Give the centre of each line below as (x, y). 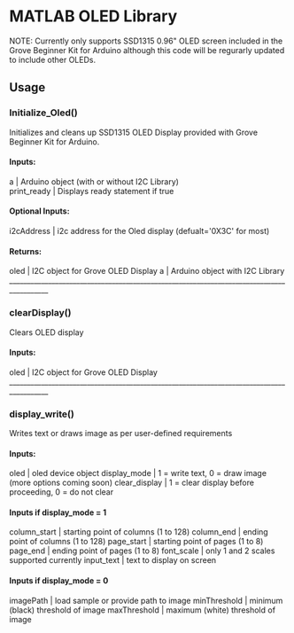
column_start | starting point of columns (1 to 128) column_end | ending (139, 532)
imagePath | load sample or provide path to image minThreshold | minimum (146, 600)
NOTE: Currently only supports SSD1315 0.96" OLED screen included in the (146, 41)
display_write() (42, 414)
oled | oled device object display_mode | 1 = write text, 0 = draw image (138, 473)
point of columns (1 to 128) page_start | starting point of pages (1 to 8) (136, 542)
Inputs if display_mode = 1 (58, 512)
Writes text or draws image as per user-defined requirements (121, 434)
